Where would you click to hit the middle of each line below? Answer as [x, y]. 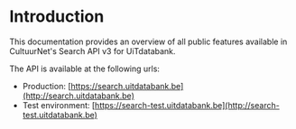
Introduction [57, 17]
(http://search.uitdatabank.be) [79, 96]
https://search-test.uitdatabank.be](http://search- [187, 105]
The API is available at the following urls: [85, 69]
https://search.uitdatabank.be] [127, 86]
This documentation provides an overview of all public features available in [148, 41]
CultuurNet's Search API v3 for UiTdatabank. [92, 51]
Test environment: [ [59, 105]
